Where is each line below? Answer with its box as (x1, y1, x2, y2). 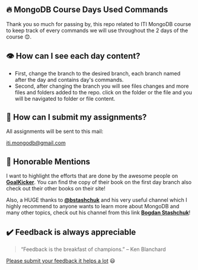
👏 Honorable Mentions (6, 157, 91, 167)
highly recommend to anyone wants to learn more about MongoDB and (6, 203, 180, 210)
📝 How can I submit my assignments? (6, 112, 147, 122)
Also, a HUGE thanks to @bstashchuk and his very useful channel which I (6, 196, 188, 204)
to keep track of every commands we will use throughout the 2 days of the (6, 27, 189, 34)
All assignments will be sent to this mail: (6, 128, 104, 135)
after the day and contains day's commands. (14, 76, 124, 83)
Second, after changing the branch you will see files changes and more (14, 82, 189, 90)
